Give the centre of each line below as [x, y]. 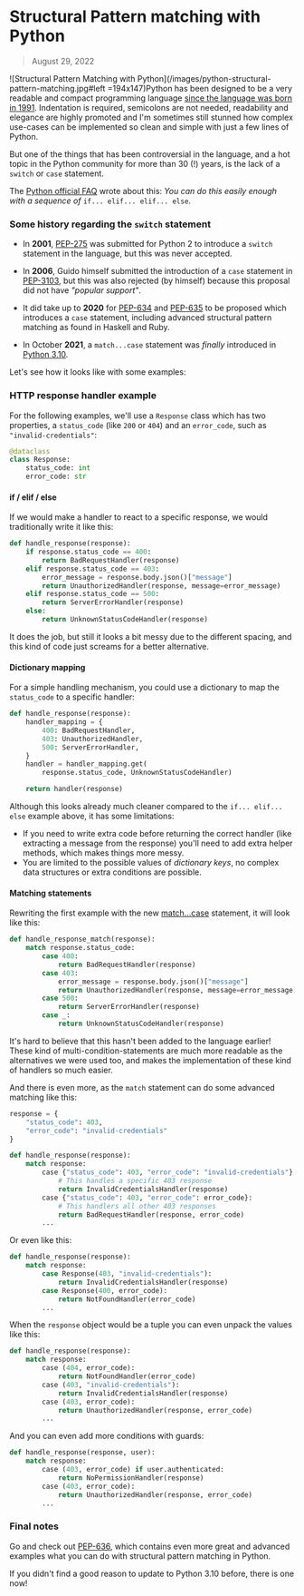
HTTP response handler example [83, 396]
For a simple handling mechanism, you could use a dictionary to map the [145, 688]
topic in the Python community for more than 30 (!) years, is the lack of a [145, 163]
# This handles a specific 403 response [135, 1181]
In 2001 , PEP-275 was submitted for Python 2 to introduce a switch [147, 244]
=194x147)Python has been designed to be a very [199, 88]
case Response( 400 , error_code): [105, 1290]
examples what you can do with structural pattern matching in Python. [140, 1556]
